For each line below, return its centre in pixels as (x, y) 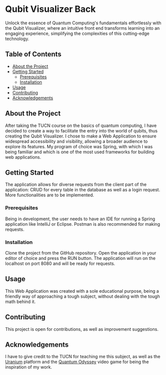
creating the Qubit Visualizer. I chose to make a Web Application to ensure (81, 136)
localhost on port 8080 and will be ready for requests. (60, 263)
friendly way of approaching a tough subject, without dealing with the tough (83, 296)
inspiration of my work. (28, 367)
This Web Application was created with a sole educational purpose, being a (82, 291)
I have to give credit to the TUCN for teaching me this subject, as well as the (83, 357)
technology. (17, 39)
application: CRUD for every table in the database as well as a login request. (83, 190)
